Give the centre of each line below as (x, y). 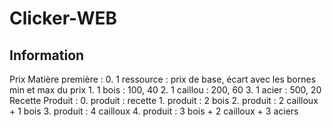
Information (47, 55)
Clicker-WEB (63, 18)
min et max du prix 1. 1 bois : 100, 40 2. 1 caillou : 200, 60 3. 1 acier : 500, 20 (165, 90)
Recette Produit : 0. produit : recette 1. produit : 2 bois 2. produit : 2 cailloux (164, 100)
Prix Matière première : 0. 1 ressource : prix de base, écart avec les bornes (163, 79)
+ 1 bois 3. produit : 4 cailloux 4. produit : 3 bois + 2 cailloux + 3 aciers (154, 111)
